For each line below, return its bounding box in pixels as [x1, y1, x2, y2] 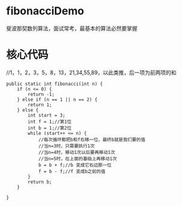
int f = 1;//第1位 [28, 119, 72, 125]
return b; [28, 178, 52, 185]
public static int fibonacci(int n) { [6, 81, 103, 87]
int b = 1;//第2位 [28, 125, 72, 131]
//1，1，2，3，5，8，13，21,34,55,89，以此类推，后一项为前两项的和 [6, 69, 177, 76]
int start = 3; [28, 112, 66, 118]
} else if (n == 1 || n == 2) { [17, 96, 98, 102]
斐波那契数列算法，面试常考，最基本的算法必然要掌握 [6, 25, 138, 32]
